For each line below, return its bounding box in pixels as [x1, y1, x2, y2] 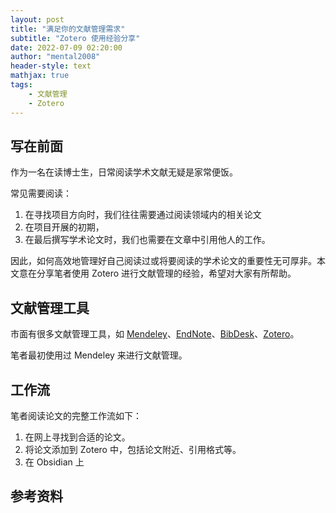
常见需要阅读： [10, 187, 72, 200]
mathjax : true [10, 71, 70, 81]
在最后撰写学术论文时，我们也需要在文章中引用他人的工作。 [24, 234, 271, 246]
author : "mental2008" [10, 52, 101, 62]
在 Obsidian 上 [24, 456, 85, 468]
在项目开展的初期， [24, 221, 105, 233]
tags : [10, 80, 33, 90]
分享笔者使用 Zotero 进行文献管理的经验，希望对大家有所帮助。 [36, 267, 297, 280]
